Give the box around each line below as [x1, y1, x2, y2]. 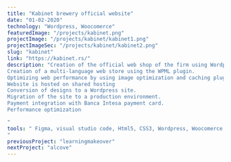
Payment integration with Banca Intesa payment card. [7, 100, 165, 107]
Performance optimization [7, 106, 81, 113]
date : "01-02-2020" [7, 17, 63, 23]
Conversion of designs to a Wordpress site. [7, 87, 137, 94]
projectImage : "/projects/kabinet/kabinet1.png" [7, 36, 149, 43]
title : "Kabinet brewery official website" [7, 10, 134, 17]
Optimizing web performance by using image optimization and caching [7, 74, 211, 81]
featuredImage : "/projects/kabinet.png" [7, 29, 125, 37]
